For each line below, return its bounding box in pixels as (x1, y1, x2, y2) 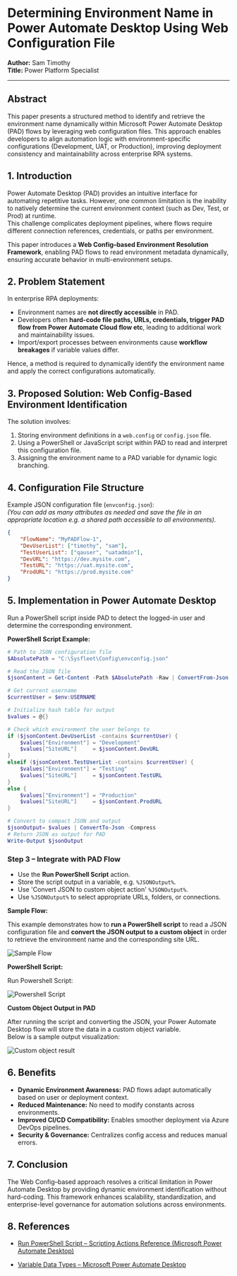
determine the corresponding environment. (7, 621, 133, 629)
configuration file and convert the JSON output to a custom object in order (7, 927, 227, 936)
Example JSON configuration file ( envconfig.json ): (7, 500, 154, 509)
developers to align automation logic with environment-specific (7, 134, 191, 143)
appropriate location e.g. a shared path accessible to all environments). (7, 515, 217, 524)
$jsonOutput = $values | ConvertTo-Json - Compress (7, 824, 157, 832)
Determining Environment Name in (7, 5, 214, 21)
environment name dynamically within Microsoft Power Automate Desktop (7, 119, 223, 128)
